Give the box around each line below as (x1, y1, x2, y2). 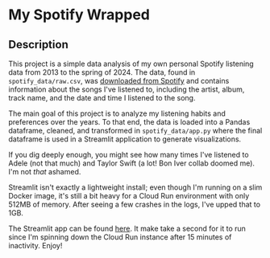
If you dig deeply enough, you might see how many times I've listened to (8, 150, 249, 159)
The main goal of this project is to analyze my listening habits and (8, 109, 226, 118)
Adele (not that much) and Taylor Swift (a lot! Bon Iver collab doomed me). (8, 158, 255, 168)
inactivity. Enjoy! (8, 241, 63, 250)
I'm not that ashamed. (8, 167, 81, 176)
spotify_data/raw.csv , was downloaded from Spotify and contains (8, 76, 230, 85)
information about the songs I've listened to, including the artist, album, (8, 84, 245, 94)
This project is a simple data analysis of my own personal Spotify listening (8, 59, 254, 68)
